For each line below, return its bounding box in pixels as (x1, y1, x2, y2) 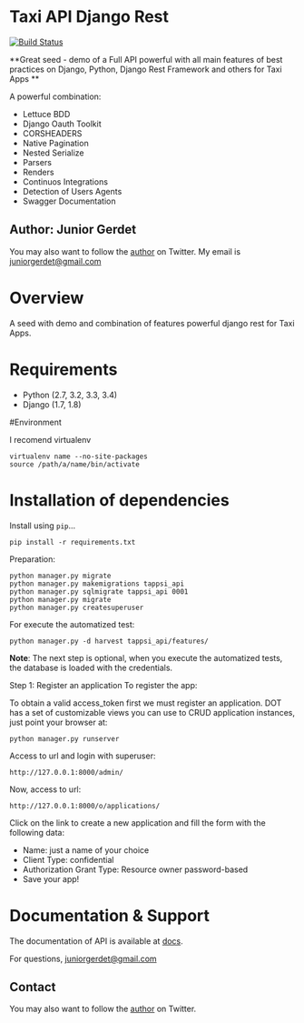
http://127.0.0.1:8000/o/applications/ (9, 801, 161, 810)
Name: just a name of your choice (22, 844, 150, 856)
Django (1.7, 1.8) (22, 398, 82, 410)
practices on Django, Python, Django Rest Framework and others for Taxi (9, 64, 283, 75)
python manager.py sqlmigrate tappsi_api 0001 (9, 587, 189, 597)
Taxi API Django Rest (9, 6, 170, 27)
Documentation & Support (9, 905, 211, 926)
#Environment (9, 416, 62, 427)
